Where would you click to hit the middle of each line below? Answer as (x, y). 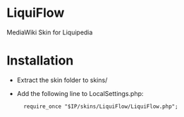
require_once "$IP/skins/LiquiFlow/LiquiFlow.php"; (101, 106)
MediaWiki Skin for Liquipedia (50, 32)
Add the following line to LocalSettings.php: (80, 93)
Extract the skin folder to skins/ (62, 80)
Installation (40, 61)
